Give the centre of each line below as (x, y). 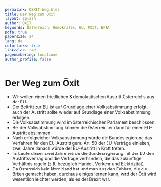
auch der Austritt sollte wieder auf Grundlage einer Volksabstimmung (81, 112)
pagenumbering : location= (31, 55)
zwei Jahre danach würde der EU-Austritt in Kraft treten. (69, 148)
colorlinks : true (23, 46)
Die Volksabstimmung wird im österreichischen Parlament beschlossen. (84, 122)
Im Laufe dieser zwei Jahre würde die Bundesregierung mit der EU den (83, 153)
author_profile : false (28, 59)
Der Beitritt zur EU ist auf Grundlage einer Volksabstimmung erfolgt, (80, 107)
